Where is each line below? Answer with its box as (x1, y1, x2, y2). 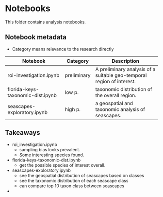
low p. (65, 89, 79, 95)
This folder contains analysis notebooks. (5, 19, 86, 25)
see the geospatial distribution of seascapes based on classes (19, 172, 144, 178)
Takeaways (5, 128, 40, 137)
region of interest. (95, 78, 136, 85)
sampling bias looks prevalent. (19, 146, 81, 152)
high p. (65, 106, 81, 112)
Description (111, 57, 140, 64)
